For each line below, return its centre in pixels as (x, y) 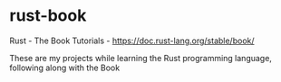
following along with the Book (65, 68)
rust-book (48, 16)
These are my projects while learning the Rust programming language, (140, 58)
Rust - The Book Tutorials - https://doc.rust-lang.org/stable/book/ (132, 41)
